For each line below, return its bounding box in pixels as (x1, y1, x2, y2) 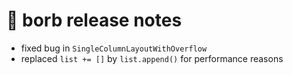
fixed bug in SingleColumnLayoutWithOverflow (20, 42, 208, 54)
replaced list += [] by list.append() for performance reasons (20, 52, 284, 64)
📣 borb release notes (6, 9, 183, 32)
